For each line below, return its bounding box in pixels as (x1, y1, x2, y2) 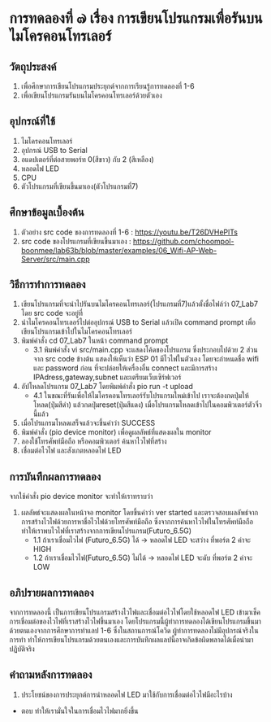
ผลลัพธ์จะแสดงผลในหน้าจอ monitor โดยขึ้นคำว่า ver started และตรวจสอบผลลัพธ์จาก (20, 508, 259, 518)
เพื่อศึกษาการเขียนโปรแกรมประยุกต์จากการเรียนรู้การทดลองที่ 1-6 (20, 81, 195, 90)
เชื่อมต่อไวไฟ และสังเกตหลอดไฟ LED (20, 445, 122, 456)
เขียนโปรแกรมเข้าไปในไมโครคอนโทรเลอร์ (20, 326, 133, 336)
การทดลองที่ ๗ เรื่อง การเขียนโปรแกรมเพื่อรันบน (9, 9, 263, 28)
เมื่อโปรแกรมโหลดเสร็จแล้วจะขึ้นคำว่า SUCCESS (20, 418, 156, 428)
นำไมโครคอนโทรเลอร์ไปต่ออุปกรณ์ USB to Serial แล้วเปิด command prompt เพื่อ (20, 317, 256, 327)
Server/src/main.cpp (20, 254, 90, 264)
